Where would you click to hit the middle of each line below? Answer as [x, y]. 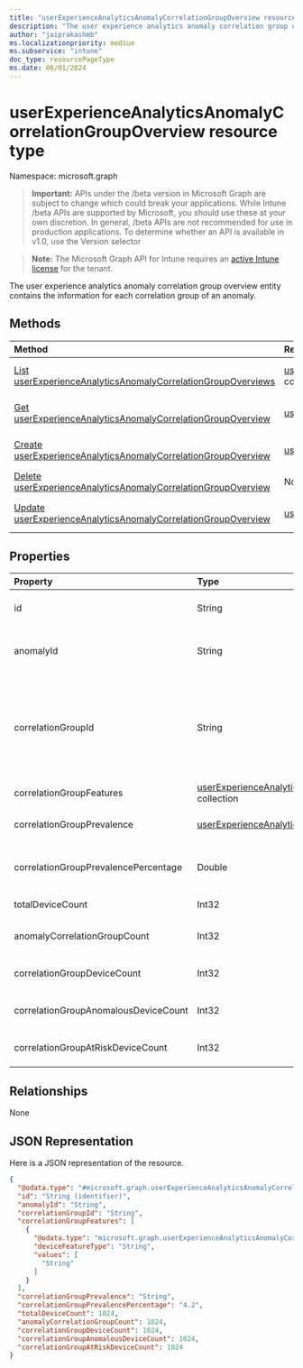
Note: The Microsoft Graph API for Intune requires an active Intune [155, 259]
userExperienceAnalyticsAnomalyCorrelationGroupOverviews [145, 381]
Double [212, 868]
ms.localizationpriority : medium [72, 43]
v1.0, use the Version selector [86, 241]
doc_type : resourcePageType [62, 60]
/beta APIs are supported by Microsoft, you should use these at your [158, 212]
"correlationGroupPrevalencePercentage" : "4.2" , [110, 1305]
